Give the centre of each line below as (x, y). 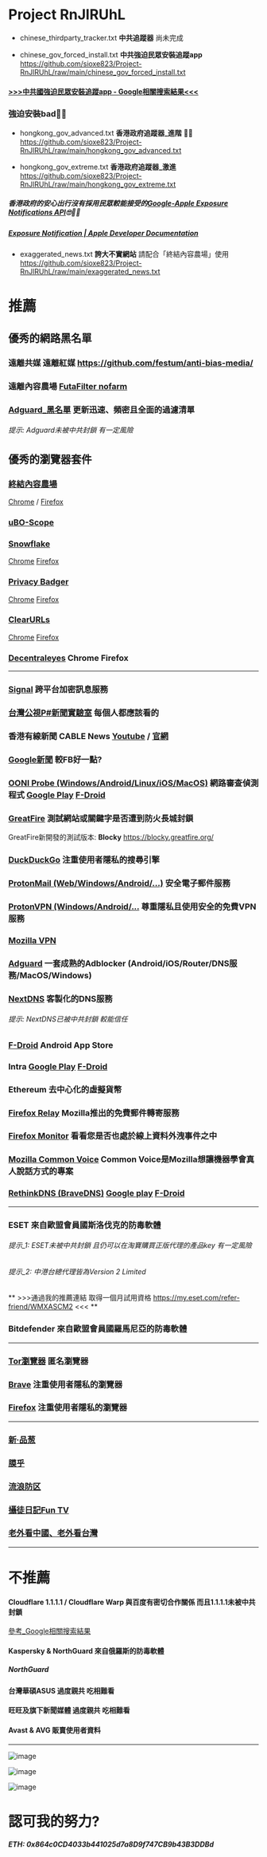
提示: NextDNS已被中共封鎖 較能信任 (68, 1019)
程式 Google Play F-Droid (57, 795)
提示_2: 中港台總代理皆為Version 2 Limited (77, 1271)
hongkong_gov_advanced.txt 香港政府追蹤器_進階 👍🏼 (106, 132)
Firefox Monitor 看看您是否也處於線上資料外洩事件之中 (113, 1136)
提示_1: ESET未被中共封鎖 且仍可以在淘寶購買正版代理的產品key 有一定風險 (130, 1245)
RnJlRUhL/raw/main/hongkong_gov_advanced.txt (101, 150)
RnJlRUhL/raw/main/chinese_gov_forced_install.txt (103, 72)
